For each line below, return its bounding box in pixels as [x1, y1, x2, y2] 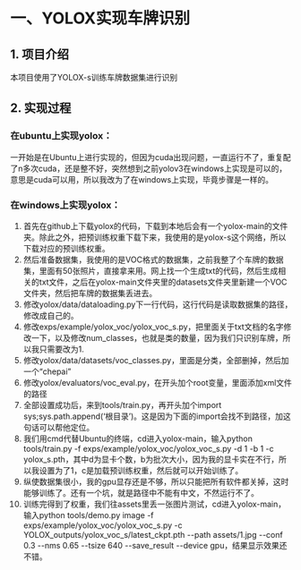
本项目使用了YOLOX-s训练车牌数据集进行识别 [10, 72, 178, 82]
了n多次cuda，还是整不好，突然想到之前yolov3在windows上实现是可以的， [10, 163, 288, 174]
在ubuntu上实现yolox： [10, 130, 113, 142]
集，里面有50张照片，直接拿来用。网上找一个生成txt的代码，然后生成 [22, 265, 279, 276]
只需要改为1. [39, 344, 84, 354]
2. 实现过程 [10, 100, 72, 116]
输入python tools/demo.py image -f [22, 509, 155, 520]
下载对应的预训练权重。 [22, 242, 110, 253]
